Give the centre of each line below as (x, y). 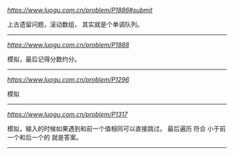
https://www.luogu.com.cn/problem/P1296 (68, 80)
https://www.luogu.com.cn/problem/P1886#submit (80, 10)
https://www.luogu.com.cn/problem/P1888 (68, 45)
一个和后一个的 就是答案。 (45, 137)
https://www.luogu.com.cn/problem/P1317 (68, 114)
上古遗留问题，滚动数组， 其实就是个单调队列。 (75, 24)
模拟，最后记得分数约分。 (44, 59)
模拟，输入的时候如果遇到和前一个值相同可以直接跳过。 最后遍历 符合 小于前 (117, 129)
